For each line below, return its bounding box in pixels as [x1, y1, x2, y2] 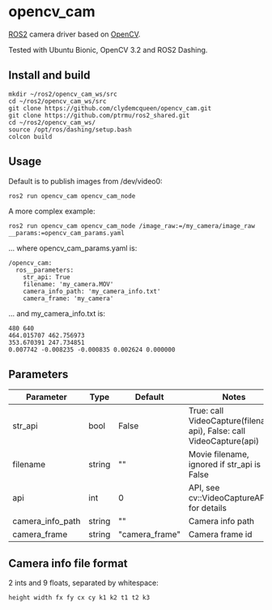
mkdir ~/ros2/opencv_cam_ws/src [8, 90, 117, 98]
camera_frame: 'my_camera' [23, 294, 114, 303]
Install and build [8, 68, 91, 83]
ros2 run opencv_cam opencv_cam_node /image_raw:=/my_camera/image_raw [8, 221, 255, 230]
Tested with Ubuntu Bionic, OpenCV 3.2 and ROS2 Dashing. [8, 45, 208, 54]
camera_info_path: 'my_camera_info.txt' [23, 287, 161, 295]
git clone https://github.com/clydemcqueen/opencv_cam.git [8, 104, 212, 112]
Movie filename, [188, 449, 249, 460]
